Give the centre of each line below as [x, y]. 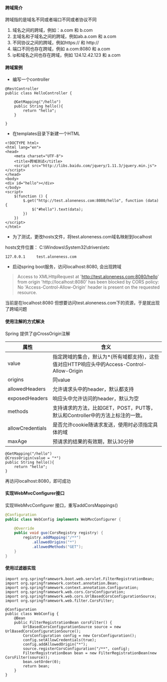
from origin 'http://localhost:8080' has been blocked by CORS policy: [88, 282]
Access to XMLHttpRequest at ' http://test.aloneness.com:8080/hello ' [88, 277]
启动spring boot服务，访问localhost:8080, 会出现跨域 [67, 267]
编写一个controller [31, 79]
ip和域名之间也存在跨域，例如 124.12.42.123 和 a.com [66, 55]
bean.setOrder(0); [42, 662]
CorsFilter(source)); [28, 657]
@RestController [22, 89]
